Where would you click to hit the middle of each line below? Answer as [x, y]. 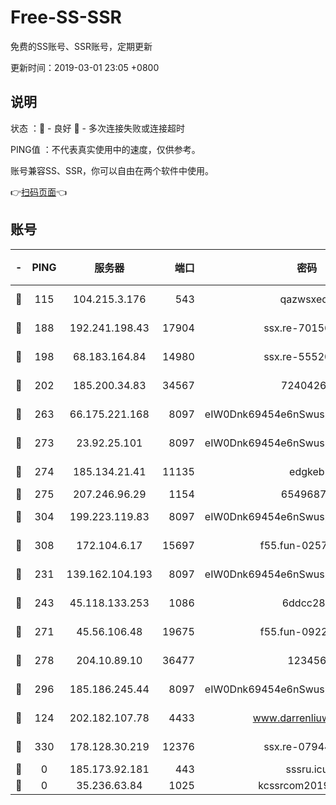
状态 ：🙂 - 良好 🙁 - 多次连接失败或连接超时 [97, 128]
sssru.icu [307, 769]
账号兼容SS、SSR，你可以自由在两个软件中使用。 [112, 170]
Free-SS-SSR [66, 17]
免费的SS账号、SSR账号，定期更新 [81, 46]
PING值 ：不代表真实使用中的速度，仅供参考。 [105, 149]
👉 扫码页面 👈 [39, 192]
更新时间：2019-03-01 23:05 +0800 [85, 67]
